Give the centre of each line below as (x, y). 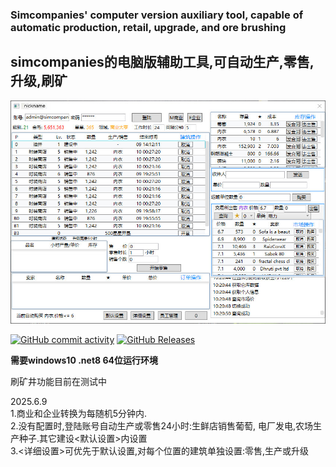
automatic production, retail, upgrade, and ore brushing (148, 27)
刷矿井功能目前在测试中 (58, 381)
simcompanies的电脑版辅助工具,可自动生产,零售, (162, 62)
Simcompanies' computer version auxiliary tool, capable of (157, 15)
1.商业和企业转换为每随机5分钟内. (79, 413)
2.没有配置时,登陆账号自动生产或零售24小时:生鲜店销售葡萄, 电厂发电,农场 (162, 425)
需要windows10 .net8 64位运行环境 (84, 360)
